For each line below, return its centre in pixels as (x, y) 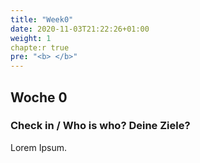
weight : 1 (31, 38)
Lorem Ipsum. (39, 147)
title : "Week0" (42, 19)
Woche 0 (39, 97)
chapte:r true (40, 47)
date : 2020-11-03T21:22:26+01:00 (80, 29)
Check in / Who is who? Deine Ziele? (100, 126)
